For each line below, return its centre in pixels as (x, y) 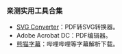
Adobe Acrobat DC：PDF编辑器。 (64, 36)
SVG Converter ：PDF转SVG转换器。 (68, 27)
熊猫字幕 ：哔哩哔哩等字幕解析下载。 (68, 44)
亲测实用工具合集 (35, 10)
